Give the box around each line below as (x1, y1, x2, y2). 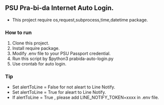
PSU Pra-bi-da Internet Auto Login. (5, 4, 114, 12)
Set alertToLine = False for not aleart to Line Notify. (12, 84, 116, 90)
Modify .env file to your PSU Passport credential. (12, 51, 111, 57)
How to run (5, 29, 32, 36)
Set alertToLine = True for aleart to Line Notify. (12, 89, 106, 95)
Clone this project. (12, 40, 49, 46)
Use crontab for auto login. (12, 61, 67, 67)
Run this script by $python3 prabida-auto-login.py (12, 56, 114, 62)
